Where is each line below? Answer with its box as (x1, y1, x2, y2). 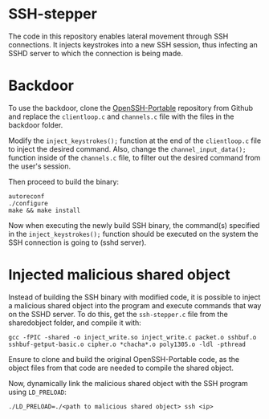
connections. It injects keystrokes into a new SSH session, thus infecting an (8, 39, 259, 49)
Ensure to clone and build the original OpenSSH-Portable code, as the (8, 354, 239, 364)
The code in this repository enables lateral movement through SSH (8, 31, 229, 41)
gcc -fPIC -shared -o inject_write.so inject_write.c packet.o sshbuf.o (8, 333, 257, 341)
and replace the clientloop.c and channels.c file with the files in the (8, 112, 234, 121)
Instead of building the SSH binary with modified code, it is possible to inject (8, 292, 261, 302)
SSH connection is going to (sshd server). (8, 238, 147, 247)
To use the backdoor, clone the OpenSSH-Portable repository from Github (8, 103, 254, 112)
